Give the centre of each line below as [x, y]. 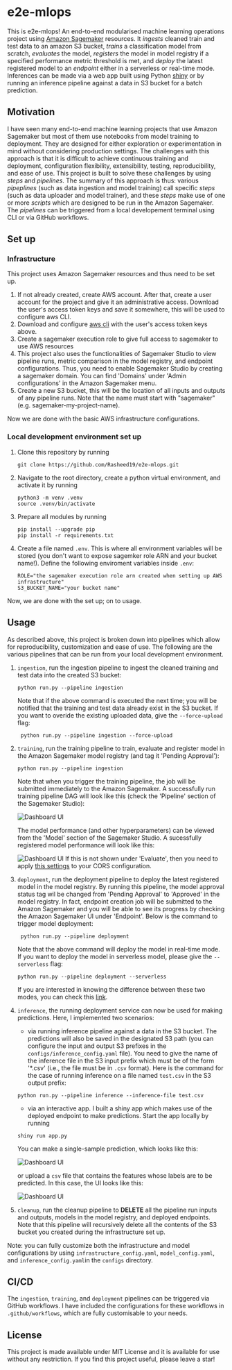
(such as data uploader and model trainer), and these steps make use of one [116, 195]
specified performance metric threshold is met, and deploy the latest [105, 60]
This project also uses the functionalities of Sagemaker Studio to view [117, 354]
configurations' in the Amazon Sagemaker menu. [87, 383]
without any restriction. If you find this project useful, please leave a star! [111, 1359]
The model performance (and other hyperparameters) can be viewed [116, 830]
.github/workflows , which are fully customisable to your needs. [98, 1313]
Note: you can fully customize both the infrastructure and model [99, 1245]
